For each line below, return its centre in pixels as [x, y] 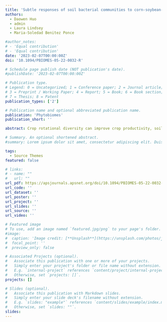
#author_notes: [21, 42]
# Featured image [23, 225]
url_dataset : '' [22, 192]
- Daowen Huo [23, 19]
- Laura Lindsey [26, 28]
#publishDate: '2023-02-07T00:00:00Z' [45, 74]
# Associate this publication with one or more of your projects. [78, 261]
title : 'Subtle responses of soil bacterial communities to [69, 10]
